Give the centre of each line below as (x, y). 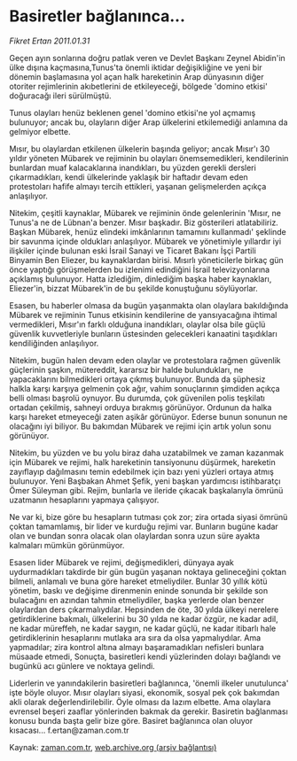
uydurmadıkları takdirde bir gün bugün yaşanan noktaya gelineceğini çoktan (148, 571)
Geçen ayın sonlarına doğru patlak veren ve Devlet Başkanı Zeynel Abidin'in (147, 58)
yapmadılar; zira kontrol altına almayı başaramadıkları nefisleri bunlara (137, 647)
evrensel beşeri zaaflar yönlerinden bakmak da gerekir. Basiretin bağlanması (148, 711)
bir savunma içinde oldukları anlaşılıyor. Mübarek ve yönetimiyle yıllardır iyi (145, 241)
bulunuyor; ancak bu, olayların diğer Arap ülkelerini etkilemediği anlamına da (148, 122)
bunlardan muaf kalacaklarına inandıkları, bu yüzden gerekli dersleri (133, 167)
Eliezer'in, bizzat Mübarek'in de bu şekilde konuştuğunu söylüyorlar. (134, 288)
